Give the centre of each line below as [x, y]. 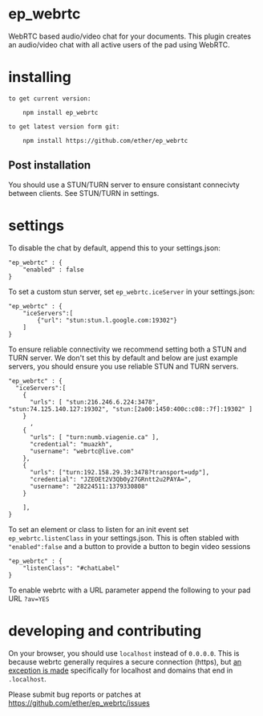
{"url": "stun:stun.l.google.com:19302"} [107, 320]
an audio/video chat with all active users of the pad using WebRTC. [119, 44]
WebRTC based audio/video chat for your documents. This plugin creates [130, 36]
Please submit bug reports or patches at [75, 694]
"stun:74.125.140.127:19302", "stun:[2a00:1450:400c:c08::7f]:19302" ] [130, 409]
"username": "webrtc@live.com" [82, 451]
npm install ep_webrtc [61, 112]
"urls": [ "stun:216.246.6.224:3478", [94, 402]
